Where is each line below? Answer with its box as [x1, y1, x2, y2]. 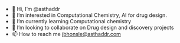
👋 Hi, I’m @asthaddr [11, 6, 60, 12]
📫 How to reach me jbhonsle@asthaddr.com [11, 31, 121, 37]
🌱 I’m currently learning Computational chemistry [11, 18, 132, 24]
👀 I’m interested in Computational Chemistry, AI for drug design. [11, 12, 167, 19]
